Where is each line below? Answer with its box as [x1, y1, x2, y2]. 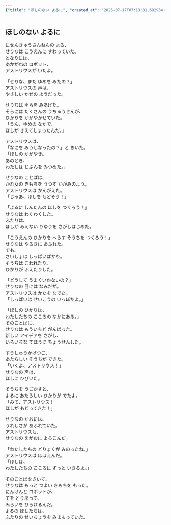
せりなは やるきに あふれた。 [5, 241, 66, 247]
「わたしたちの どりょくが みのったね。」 [5, 446, 91, 452]
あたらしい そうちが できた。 [5, 356, 66, 362]
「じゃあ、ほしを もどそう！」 [5, 194, 69, 200]
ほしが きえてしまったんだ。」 [5, 127, 67, 134]
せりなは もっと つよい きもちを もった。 [5, 482, 91, 488]
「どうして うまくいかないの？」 [5, 277, 74, 283]
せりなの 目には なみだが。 [5, 283, 62, 290]
